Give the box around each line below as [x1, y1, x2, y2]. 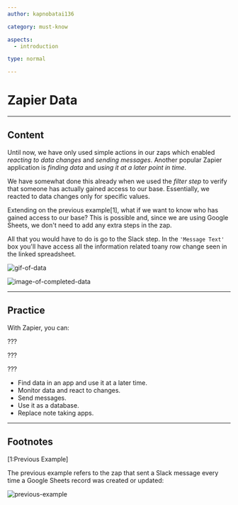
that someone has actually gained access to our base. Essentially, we [7, 184, 210, 192]
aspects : [7, 36, 33, 43]
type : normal [7, 55, 46, 63]
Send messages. [17, 393, 67, 402]
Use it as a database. [17, 401, 79, 409]
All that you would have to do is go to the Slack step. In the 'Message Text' [7, 234, 225, 243]
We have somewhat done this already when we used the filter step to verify [7, 177, 228, 185]
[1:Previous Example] [7, 455, 69, 463]
